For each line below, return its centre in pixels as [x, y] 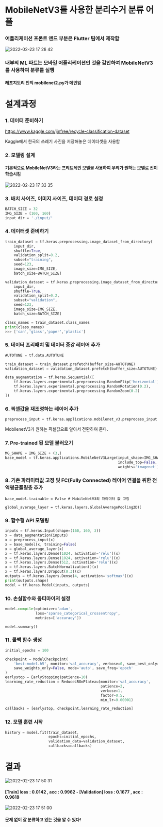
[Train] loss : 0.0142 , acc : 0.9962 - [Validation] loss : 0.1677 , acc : [74, 792]
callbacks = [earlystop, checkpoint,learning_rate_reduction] [69, 709]
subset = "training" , [33, 260]
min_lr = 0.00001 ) [117, 700]
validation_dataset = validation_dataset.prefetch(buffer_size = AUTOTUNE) [81, 369]
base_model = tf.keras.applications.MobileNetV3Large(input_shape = [75, 458]
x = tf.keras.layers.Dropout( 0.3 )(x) [43, 572]
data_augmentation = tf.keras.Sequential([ [50, 377]
